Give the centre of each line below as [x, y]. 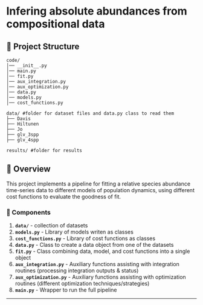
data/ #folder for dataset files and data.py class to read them [90, 113]
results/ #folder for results [44, 150]
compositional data [56, 24]
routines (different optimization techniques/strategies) [82, 284]
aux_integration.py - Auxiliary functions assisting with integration [97, 264]
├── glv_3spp [23, 135]
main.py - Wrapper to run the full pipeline [66, 290]
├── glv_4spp [23, 140]
